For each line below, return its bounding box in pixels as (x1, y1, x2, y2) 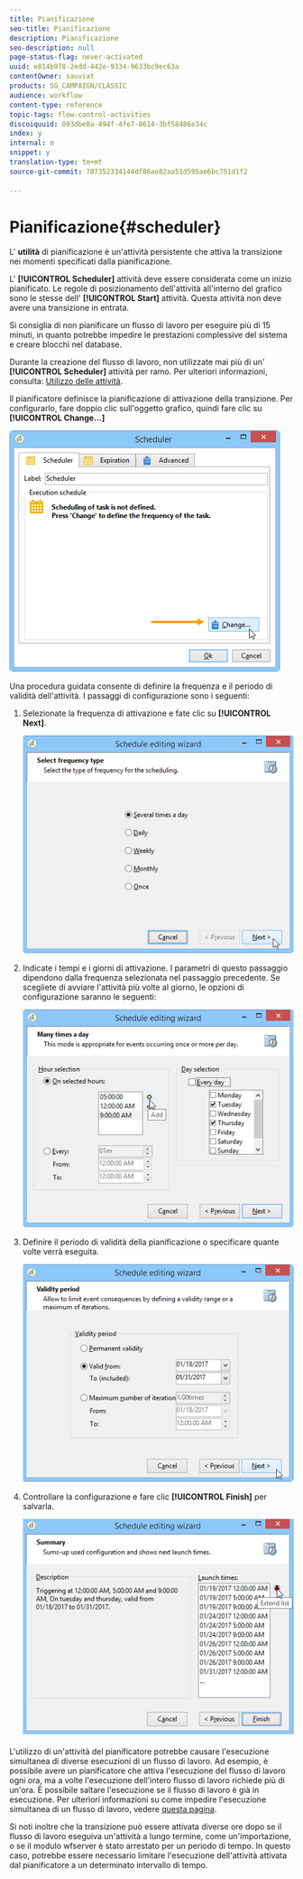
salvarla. (22, 1501, 54, 1512)
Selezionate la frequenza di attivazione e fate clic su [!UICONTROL (22, 708, 271, 719)
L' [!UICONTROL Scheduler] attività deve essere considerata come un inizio (9, 274, 292, 285)
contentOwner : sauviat (9, 72, 95, 81)
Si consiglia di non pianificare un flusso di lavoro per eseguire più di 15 (9, 320, 271, 331)
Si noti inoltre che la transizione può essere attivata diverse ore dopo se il (9, 1821, 282, 1832)
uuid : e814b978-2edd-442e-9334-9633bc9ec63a (9, 62, 179, 71)
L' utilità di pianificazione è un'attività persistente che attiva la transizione (9, 247, 282, 258)
